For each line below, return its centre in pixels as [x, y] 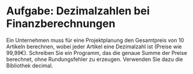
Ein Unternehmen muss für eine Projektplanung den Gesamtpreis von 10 [95, 40]
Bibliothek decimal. [30, 65]
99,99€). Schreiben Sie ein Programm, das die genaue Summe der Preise [97, 53]
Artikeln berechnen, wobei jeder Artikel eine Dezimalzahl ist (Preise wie [94, 47]
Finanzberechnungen [61, 24]
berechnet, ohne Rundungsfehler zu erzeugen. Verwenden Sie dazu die [95, 59]
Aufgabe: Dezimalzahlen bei [78, 11]
